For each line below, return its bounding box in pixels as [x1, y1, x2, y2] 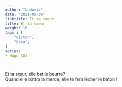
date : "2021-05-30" [5, 12, 45, 17]
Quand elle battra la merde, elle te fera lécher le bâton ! [5, 76, 118, 82]
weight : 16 [5, 26, 28, 31]
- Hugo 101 [5, 53, 28, 58]
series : [5, 48, 21, 53]
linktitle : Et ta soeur [5, 16, 54, 21]
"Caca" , [14, 40, 30, 44]
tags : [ [5, 30, 23, 35]
